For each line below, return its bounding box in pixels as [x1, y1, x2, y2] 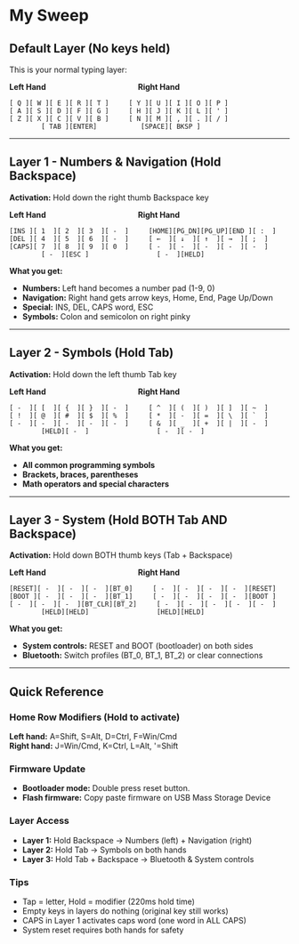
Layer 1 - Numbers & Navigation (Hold [9, 155, 222, 170]
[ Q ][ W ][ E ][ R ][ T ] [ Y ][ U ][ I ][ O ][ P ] [9, 99, 229, 108]
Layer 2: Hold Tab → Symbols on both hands [21, 844, 187, 855]
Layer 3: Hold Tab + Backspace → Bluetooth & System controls [21, 853, 255, 864]
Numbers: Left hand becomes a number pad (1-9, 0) [21, 282, 215, 294]
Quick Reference [9, 684, 104, 699]
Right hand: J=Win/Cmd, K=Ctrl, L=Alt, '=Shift [9, 740, 179, 752]
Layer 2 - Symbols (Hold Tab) [9, 345, 174, 360]
